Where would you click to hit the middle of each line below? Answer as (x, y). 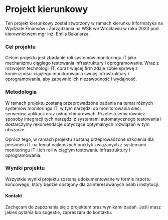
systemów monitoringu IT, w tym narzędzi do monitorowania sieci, (73, 108)
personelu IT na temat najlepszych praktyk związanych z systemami (76, 144)
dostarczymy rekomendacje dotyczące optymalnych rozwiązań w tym (77, 124)
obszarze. (16, 129)
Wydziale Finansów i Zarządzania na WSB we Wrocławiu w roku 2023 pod (82, 28)
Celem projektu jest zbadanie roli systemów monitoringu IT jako (71, 58)
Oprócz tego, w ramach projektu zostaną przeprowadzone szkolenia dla (79, 139)
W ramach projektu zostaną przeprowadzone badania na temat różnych (79, 103)
